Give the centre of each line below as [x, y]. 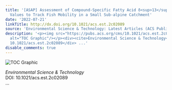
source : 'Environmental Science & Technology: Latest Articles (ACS [80, 29]
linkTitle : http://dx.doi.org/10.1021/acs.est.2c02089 [65, 24]
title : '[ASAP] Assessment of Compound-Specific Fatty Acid [71, 10]
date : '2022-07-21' [26, 19]
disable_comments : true [31, 48]
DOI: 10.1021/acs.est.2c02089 [37, 77]
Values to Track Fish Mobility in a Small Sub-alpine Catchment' [81, 15]
